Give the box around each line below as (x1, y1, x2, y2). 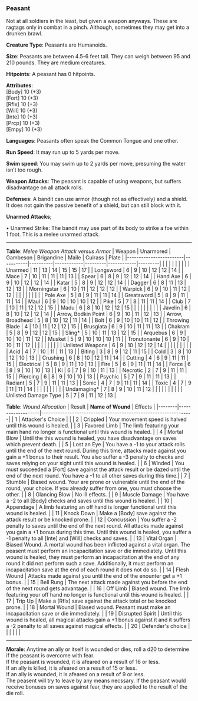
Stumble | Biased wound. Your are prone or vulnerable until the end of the (6, 479, 185, 486)
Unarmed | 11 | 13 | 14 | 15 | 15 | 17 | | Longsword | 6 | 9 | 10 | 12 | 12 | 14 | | (6, 266, 184, 274)
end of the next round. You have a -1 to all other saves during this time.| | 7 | (6, 472, 190, 479)
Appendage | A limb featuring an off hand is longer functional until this (6, 503, 177, 511)
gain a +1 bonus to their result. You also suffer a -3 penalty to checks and (6, 453, 184, 460)
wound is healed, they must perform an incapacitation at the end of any (6, 554, 180, 561)
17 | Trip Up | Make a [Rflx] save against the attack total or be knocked (6, 597, 177, 605)
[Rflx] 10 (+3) (6, 101, 38, 108)
